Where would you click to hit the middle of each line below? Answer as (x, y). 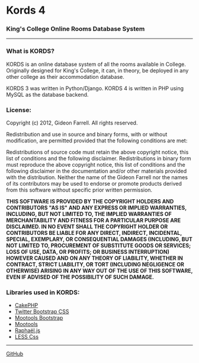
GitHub (15, 354)
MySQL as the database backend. (47, 94)
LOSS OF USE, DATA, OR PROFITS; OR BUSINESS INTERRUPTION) (88, 252)
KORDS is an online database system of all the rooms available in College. (96, 64)
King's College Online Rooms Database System (76, 29)
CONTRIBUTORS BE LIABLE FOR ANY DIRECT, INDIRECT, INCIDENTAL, (94, 233)
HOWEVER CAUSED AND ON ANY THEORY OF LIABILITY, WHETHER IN (95, 258)
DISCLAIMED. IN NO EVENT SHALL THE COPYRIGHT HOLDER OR (87, 227)
